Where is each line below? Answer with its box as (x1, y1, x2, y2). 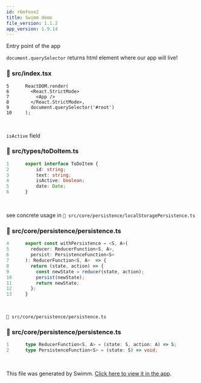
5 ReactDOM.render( (6, 83, 69, 89)
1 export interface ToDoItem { (6, 161, 98, 167)
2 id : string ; (6, 166, 66, 173)
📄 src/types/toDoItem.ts (6, 147, 79, 155)
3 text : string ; (6, 172, 71, 178)
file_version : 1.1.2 (6, 20, 59, 26)
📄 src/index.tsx (6, 69, 52, 78)
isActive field (6, 132, 40, 139)
